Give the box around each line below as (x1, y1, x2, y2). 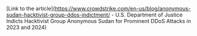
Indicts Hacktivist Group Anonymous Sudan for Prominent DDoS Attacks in (6, 18, 192, 24)
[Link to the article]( (6, 5, 55, 12)
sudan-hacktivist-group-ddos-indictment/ (6, 11, 110, 18)
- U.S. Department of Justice (111, 11, 183, 18)
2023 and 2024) (6, 24, 47, 31)
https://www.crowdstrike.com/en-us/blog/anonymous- (54, 5, 191, 12)
